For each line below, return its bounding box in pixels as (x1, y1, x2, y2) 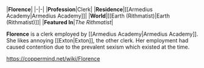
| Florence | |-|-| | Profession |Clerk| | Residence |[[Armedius (6, 6, 153, 13)
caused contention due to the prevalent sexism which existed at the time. (6, 43, 190, 50)
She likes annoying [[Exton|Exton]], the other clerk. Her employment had (6, 37, 189, 44)
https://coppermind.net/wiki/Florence (6, 55, 100, 62)
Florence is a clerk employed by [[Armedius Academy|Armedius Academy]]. (6, 30, 199, 38)
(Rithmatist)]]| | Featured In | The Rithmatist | (6, 19, 114, 25)
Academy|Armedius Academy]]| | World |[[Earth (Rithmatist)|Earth (6, 12, 171, 19)
